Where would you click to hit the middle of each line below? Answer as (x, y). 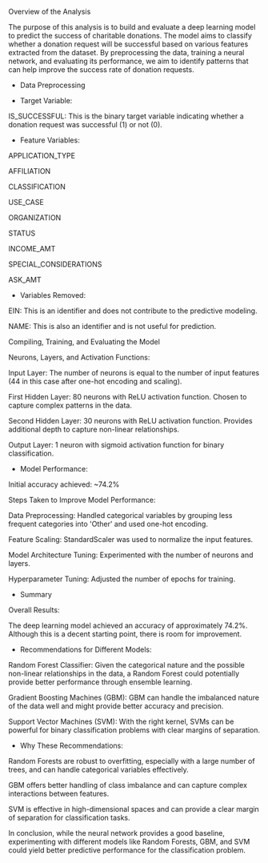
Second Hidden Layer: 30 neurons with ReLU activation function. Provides (131, 421)
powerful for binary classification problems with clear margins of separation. (134, 730)
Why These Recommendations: (72, 745)
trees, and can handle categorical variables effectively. (99, 769)
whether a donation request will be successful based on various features (128, 44)
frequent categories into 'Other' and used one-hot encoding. (108, 524)
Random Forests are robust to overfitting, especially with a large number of (132, 761)
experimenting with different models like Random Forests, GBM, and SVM (129, 841)
